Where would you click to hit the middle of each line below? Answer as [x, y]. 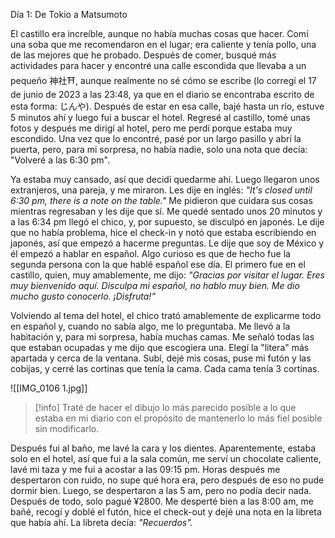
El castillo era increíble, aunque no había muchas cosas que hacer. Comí [159, 33]
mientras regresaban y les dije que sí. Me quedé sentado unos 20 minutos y [166, 211]
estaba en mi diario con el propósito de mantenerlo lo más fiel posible [178, 418]
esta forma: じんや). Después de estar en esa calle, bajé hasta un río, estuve [167, 106]
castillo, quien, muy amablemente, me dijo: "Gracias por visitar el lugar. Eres [167, 275]
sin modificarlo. [67, 428]
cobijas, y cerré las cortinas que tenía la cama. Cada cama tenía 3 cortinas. [165, 368]
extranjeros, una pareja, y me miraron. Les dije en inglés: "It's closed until [161, 190]
